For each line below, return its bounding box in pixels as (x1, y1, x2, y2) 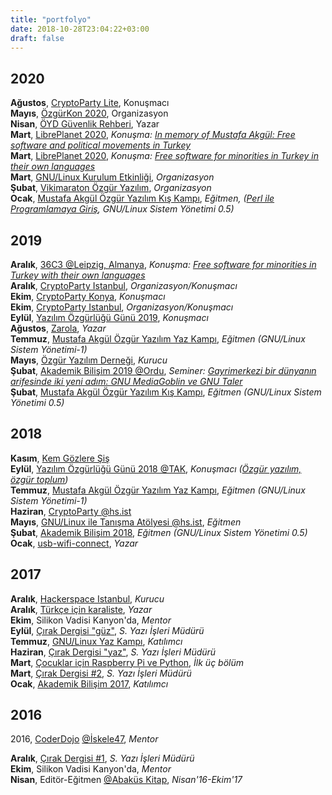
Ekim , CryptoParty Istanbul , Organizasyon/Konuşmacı (10, 301, 234, 313)
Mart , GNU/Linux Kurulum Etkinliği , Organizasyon (10, 171, 215, 183)
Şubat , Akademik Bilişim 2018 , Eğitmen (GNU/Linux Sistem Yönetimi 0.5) (10, 526, 308, 538)
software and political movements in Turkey (10, 139, 192, 151)
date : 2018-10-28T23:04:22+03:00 (10, 24, 150, 34)
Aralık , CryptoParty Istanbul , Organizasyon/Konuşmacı (10, 280, 238, 291)
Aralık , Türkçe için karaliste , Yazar (10, 603, 153, 615)
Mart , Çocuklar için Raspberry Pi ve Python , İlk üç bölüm (10, 656, 245, 668)
